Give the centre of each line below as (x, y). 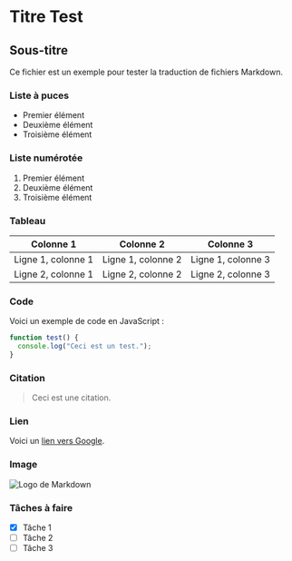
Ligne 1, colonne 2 (142, 259)
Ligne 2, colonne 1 (54, 274)
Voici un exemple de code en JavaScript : (87, 321)
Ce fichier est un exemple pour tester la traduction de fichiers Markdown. (146, 72)
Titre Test (46, 17)
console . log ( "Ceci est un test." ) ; (85, 347)
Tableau (28, 221)
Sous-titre (39, 50)
